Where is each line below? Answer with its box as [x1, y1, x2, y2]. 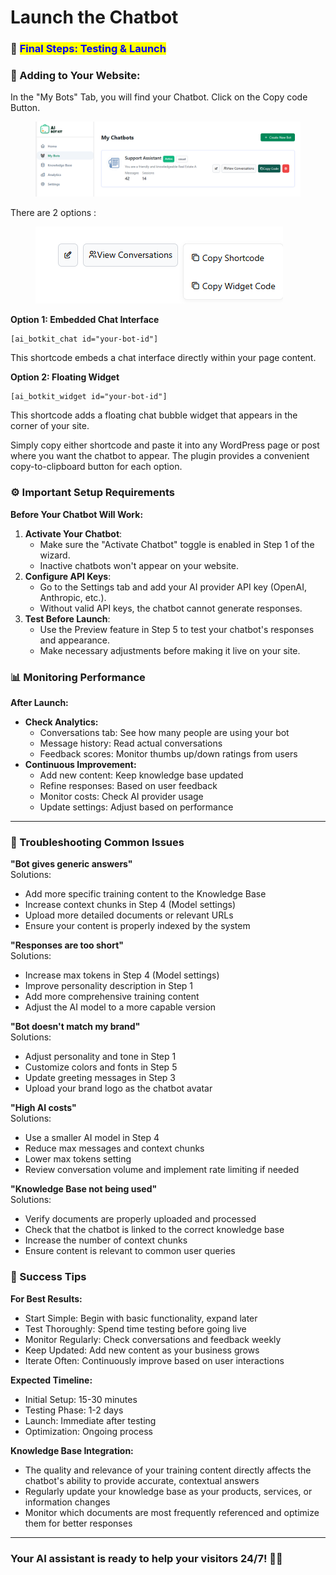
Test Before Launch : [24, 612, 111, 625]
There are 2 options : [10, 207, 97, 219]
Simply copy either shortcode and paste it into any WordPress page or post [10, 439, 320, 451]
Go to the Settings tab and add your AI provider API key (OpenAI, [39, 581, 307, 593]
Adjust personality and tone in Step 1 [24, 1051, 177, 1063]
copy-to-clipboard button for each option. [10, 461, 183, 473]
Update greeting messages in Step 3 [24, 1072, 176, 1084]
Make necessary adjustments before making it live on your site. [39, 644, 301, 656]
